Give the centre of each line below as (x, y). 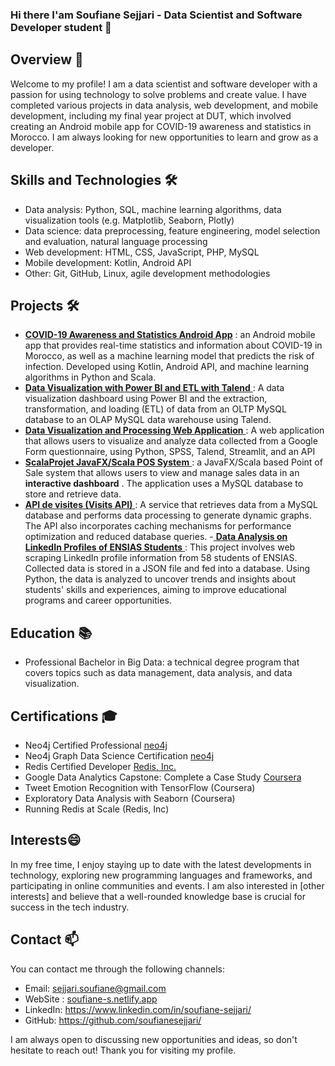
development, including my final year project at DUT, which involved (151, 115)
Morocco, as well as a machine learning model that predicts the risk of (169, 356)
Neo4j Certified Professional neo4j (96, 745)
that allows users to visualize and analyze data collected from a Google (171, 441)
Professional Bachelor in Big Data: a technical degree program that (162, 662)
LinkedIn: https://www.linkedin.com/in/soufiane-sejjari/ (138, 1009)
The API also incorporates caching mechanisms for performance (158, 526)
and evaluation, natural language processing (116, 241)
